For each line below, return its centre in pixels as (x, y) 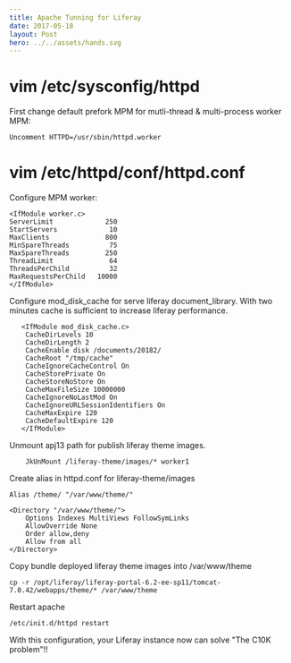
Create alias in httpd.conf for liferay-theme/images (102, 479)
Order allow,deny (58, 534)
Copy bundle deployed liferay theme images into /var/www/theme (131, 566)
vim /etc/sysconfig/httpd (105, 87)
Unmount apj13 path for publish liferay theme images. (108, 446)
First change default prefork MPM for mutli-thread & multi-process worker (145, 112)
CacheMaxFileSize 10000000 (75, 390)
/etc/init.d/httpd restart (59, 624)
